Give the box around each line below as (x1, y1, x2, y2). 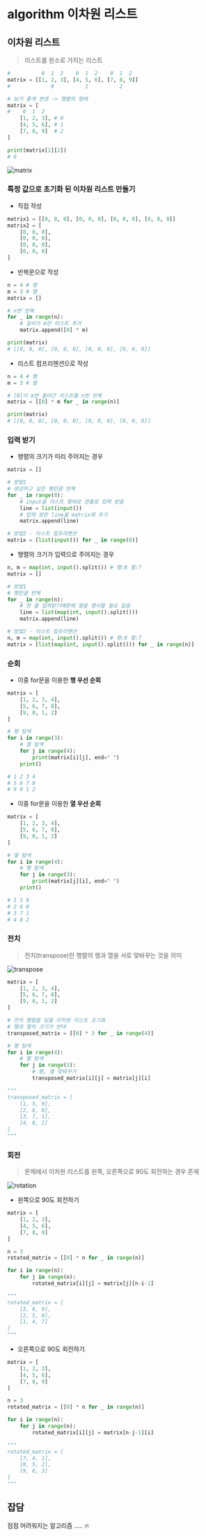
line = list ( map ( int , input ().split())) (19, 609, 138, 616)
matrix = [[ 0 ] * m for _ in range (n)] (7, 398, 120, 406)
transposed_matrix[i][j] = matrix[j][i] (32, 1075, 151, 1082)
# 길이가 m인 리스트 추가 (19, 320, 82, 327)
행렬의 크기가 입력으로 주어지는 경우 (17, 551, 115, 559)
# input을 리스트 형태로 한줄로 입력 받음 (19, 498, 124, 505)
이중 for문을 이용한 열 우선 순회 (17, 800, 102, 808)
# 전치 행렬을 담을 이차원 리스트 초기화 (7, 1017, 106, 1024)
